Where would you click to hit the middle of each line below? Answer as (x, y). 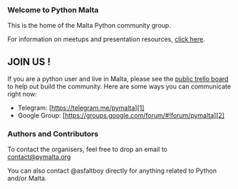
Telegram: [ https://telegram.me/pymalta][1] (81, 108)
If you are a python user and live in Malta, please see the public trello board (118, 79)
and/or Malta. (27, 178)
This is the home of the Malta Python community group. (89, 26)
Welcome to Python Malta (53, 10)
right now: (22, 94)
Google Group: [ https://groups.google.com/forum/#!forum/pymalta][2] (121, 116)
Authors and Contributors (53, 134)
